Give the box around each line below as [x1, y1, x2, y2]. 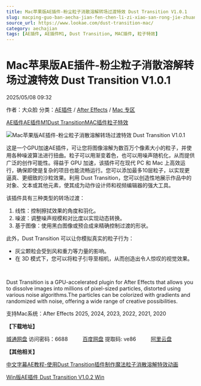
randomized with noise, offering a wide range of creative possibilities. [6, 297, 178, 305]
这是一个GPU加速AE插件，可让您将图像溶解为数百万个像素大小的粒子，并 [6, 144, 187, 151]
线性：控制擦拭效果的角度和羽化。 [14, 207, 99, 214]
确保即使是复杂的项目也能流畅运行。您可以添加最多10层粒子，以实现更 [16, 167, 190, 174]
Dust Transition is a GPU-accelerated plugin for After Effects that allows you [6, 279, 193, 286]
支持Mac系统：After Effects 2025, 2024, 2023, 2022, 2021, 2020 [6, 310, 166, 317]
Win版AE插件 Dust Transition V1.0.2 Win [6, 373, 105, 381]
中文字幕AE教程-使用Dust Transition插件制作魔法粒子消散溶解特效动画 [6, 361, 178, 368]
